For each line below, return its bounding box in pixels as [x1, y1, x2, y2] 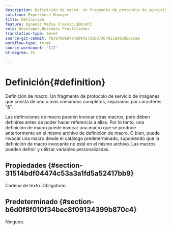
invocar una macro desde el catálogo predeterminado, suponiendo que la [5, 135, 159, 141]
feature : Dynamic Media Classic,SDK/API [5, 21, 93, 27]
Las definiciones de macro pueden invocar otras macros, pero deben [5, 114, 150, 120]
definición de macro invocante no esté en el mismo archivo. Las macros [5, 141, 156, 147]
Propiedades [5, 161, 47, 169]
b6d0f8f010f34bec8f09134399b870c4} [5, 205, 137, 214]
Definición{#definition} [5, 76, 106, 88]
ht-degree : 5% [5, 50, 36, 55]
